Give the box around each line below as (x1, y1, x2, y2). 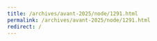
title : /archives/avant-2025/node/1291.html (7, 10, 138, 17)
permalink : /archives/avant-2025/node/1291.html (7, 17, 151, 24)
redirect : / (7, 23, 42, 30)
